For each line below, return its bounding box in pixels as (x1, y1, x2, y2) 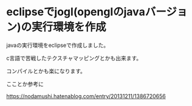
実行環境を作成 (31, 20, 106, 34)
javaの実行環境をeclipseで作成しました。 (6, 41, 109, 49)
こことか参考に (6, 80, 44, 88)
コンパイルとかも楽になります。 (6, 67, 86, 74)
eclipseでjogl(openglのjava (6, 5, 146, 19)
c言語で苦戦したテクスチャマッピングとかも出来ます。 (6, 54, 142, 62)
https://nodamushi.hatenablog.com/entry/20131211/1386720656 (6, 92, 166, 100)
